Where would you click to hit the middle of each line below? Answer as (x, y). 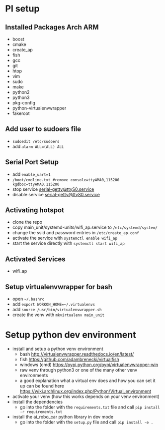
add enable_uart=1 (31, 174)
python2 (21, 92)
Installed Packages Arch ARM (52, 27)
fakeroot (21, 113)
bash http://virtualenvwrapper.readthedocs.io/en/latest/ (77, 354)
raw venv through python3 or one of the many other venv (79, 370)
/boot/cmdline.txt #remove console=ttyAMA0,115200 (66, 180)
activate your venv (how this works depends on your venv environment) (86, 397)
